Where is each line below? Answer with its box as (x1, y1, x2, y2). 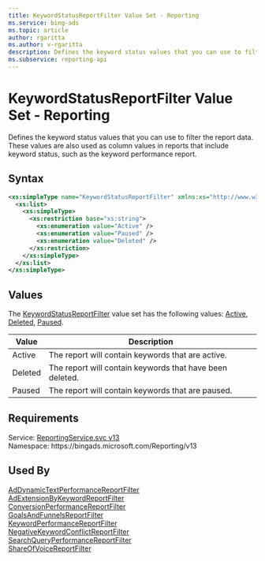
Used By (8, 464, 50, 477)
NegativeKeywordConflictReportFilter (8, 526, 130, 537)
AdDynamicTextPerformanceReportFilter (8, 484, 140, 494)
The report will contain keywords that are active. (48, 350, 227, 361)
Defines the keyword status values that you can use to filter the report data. (8, 132, 254, 142)
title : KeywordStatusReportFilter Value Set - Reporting (8, 11, 200, 20)
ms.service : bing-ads (8, 19, 80, 27)
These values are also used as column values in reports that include (8, 140, 229, 150)
